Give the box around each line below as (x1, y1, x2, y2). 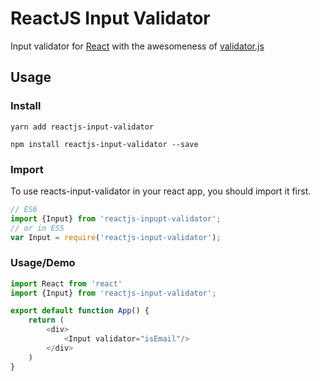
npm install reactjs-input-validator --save (10, 139, 199, 149)
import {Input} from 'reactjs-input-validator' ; (10, 288, 217, 298)
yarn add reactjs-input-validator (10, 122, 155, 132)
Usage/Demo (10, 256, 76, 270)
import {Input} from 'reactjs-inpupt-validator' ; (10, 213, 222, 224)
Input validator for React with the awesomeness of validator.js (10, 40, 265, 52)
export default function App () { (10, 306, 150, 316)
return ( (28, 315, 65, 326)
